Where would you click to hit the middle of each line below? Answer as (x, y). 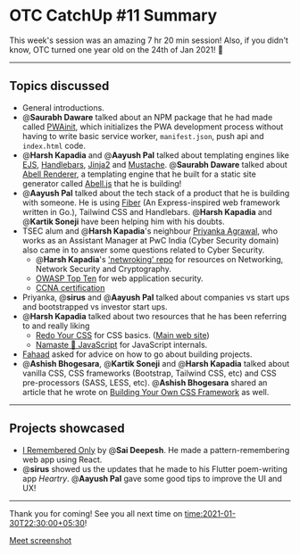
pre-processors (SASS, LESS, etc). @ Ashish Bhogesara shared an (145, 382)
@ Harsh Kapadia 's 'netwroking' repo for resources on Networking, (159, 259)
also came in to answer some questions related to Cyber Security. (143, 250)
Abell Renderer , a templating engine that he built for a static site (139, 174)
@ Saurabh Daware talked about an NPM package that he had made (147, 117)
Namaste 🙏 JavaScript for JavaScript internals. (121, 344)
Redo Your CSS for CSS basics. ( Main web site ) (122, 335)
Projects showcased (67, 429)
